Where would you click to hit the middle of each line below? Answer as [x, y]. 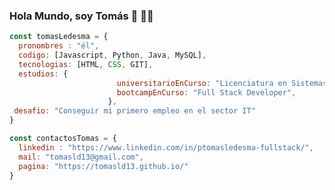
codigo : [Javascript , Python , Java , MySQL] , [112, 55]
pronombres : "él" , [59, 46]
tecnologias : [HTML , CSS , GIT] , [86, 64]
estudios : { [43, 74]
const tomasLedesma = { [59, 37]
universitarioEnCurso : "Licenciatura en [201, 83]
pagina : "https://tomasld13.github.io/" [103, 166]
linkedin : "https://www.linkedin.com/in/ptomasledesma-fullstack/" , [166, 147]
